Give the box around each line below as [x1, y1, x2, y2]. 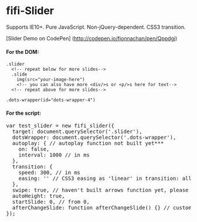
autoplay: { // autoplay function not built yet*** [12, 140, 164, 147]
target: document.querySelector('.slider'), [12, 128, 142, 135]
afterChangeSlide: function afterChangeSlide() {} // [12, 204, 170, 211]
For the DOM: [6, 48, 39, 55]
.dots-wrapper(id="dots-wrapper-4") [6, 97, 96, 103]
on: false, [18, 146, 50, 153]
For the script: [6, 110, 42, 117]
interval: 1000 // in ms [18, 152, 90, 159]
